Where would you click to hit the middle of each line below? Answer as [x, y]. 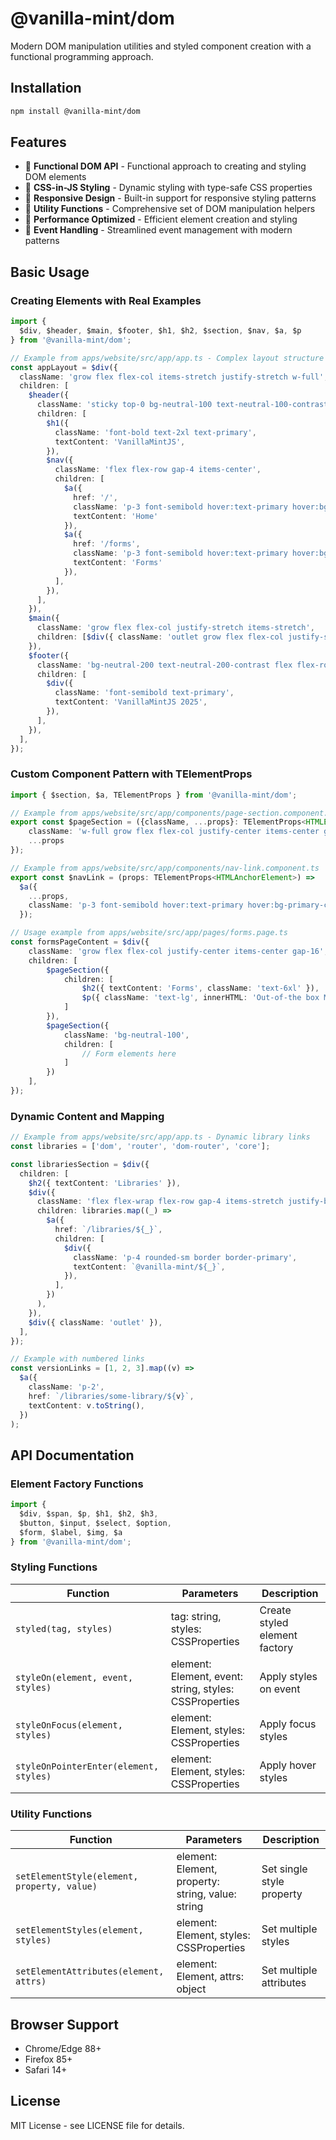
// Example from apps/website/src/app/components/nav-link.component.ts [165, 868]
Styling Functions [54, 1567]
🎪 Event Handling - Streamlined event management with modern [158, 230]
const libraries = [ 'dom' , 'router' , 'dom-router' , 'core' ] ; [140, 1147]
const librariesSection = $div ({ [80, 1164]
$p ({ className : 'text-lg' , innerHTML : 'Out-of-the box [200, 998]
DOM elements [55, 177]
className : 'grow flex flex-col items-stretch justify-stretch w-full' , [174, 377]
